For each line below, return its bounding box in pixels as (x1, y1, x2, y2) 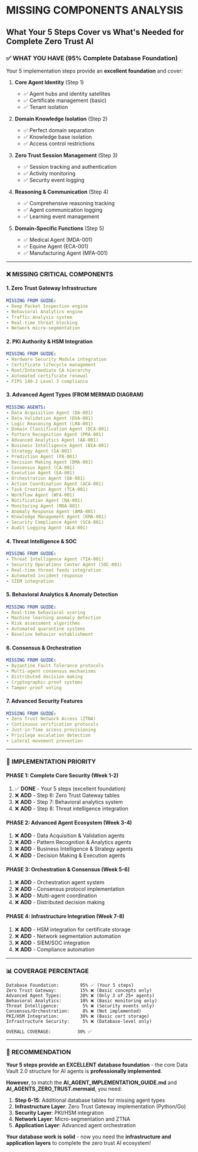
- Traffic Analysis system (6, 314, 72, 320)
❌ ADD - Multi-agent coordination (14, 892, 97, 900)
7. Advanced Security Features (6, 697, 83, 704)
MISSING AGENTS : (6, 404, 46, 410)
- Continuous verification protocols (6, 721, 99, 727)
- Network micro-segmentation (6, 325, 81, 331)
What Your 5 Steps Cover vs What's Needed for (6, 27, 184, 37)
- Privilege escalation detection (6, 733, 91, 739)
